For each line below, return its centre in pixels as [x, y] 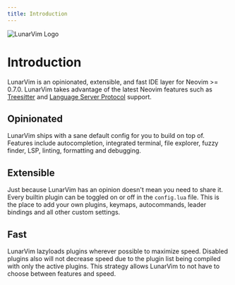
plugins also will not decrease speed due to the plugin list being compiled [114, 259]
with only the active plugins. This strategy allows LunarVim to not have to [114, 266]
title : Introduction [38, 14]
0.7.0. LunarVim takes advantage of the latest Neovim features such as [110, 89]
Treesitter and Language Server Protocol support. [79, 96]
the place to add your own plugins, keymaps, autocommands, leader [107, 205]
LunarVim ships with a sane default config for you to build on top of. [106, 136]
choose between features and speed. [62, 274]
